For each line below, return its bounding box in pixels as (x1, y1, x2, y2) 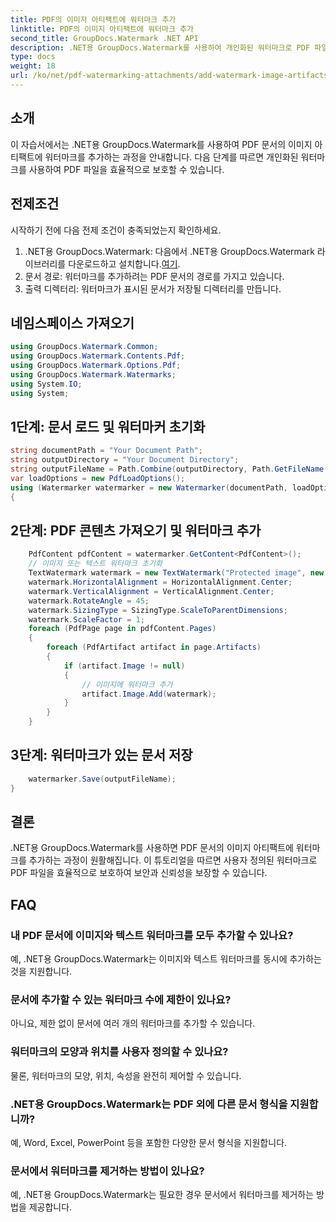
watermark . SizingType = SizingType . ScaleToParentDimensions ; (28, 605, 288, 615)
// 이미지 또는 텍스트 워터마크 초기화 (28, 559, 163, 569)
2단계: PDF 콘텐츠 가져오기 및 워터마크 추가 (10, 522, 262, 540)
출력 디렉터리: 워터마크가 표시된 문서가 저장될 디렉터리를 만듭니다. (24, 282, 282, 295)
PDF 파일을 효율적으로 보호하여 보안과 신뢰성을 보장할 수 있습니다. (10, 867, 268, 879)
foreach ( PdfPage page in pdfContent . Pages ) (28, 624, 217, 634)
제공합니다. (28, 1201, 73, 1213)
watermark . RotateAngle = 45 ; (28, 596, 150, 606)
